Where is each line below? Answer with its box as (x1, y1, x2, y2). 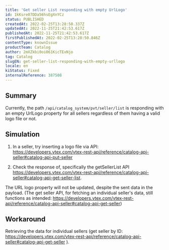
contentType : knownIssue (5, 40, 58, 45)
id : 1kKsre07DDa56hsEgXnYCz (5, 12, 65, 17)
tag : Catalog (5, 54, 33, 59)
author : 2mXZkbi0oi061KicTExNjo (5, 49, 73, 54)
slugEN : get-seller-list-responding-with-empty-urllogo (5, 59, 125, 64)
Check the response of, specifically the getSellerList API (12, 164, 130, 170)
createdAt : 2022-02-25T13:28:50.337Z (5, 21, 85, 27)
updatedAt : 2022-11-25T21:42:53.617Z (5, 26, 85, 31)
